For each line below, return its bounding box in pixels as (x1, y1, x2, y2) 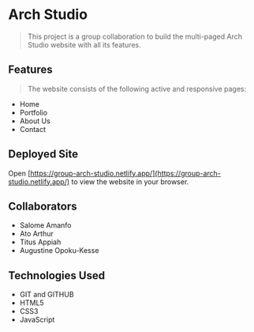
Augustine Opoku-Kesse (19, 246, 99, 255)
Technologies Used (8, 269, 105, 282)
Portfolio (19, 108, 48, 117)
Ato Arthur (19, 229, 54, 239)
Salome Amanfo (19, 221, 73, 230)
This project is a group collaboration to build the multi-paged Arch (27, 32, 243, 41)
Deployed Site (8, 148, 79, 161)
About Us (19, 116, 51, 126)
